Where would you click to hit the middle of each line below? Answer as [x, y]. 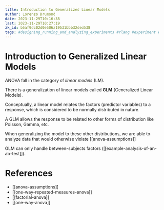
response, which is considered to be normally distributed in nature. [72, 109]
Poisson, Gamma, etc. [27, 124]
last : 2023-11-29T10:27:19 [32, 23]
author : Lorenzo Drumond [30, 14]
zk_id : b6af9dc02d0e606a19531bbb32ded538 [48, 28]
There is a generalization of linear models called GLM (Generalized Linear [79, 90]
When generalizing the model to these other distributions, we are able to [78, 134]
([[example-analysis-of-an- [129, 148]
